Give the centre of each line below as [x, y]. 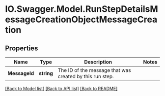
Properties [22, 48]
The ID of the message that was [94, 70]
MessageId [21, 73]
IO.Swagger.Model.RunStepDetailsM [82, 9]
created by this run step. [86, 76]
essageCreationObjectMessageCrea [81, 19]
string [46, 73]
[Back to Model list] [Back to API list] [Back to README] [61, 89]
